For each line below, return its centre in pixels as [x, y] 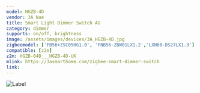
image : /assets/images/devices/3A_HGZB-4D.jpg [65, 39]
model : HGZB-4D [25, 12]
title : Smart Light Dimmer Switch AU [53, 23]
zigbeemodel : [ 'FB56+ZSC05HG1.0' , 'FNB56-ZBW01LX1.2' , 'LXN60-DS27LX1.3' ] [101, 45]
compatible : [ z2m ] [29, 51]
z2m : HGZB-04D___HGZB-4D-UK [41, 56]
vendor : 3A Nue [25, 17]
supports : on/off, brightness [44, 34]
